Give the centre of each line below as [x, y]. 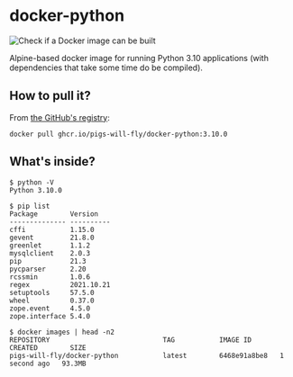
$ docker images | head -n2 [62, 332]
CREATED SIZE [48, 347]
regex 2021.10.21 [60, 284]
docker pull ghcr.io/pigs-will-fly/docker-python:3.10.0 [119, 134]
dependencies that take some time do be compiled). [106, 67]
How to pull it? [50, 96]
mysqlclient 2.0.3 [50, 253]
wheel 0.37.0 [52, 301]
